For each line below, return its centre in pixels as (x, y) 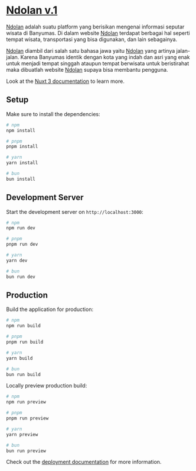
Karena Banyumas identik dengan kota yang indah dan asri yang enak (105, 57)
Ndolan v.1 (32, 10)
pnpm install (22, 147)
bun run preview (26, 451)
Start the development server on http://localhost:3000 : (75, 212)
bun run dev (21, 277)
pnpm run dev (22, 244)
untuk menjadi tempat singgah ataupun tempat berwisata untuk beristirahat (98, 63)
